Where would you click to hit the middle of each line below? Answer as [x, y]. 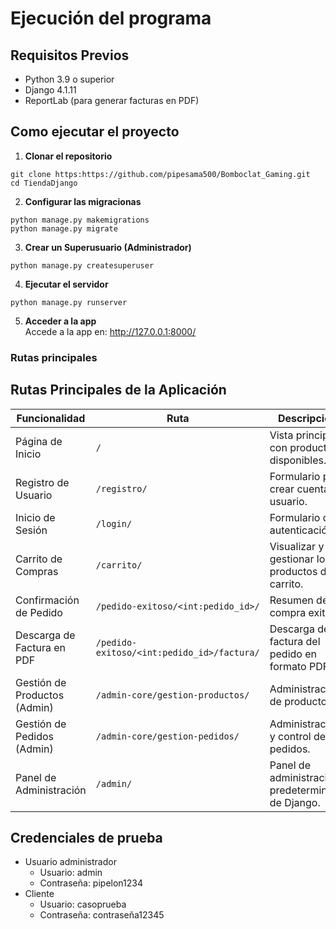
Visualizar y [297, 546]
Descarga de [45, 635]
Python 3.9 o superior [69, 79]
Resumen [291, 600]
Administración [51, 790]
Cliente [39, 894]
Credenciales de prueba [86, 837]
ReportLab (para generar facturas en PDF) [112, 100]
